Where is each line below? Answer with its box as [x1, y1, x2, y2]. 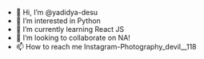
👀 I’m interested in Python [15, 16, 102, 26]
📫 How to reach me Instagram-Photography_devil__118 [15, 42, 198, 51]
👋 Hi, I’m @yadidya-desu [15, 8, 98, 17]
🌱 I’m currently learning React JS [15, 25, 125, 33]
